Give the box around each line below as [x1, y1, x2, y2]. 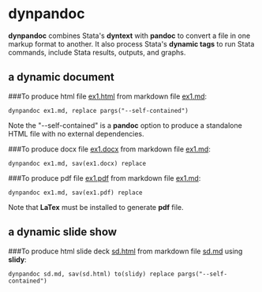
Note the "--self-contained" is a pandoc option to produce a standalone [8, 120, 242, 130]
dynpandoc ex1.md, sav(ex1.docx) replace [8, 159, 147, 167]
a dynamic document [8, 70, 114, 84]
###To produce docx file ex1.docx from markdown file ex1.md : [8, 144, 211, 154]
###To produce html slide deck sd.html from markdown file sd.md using [8, 246, 243, 256]
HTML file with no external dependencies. [8, 129, 144, 138]
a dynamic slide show [8, 226, 117, 239]
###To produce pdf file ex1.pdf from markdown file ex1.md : [8, 173, 201, 182]
